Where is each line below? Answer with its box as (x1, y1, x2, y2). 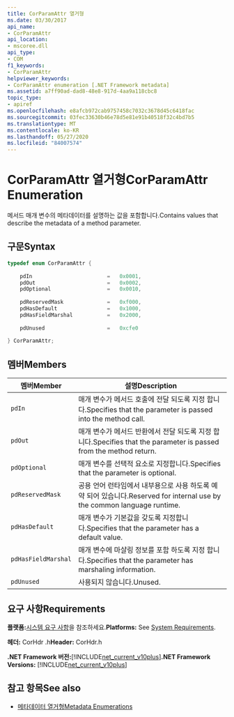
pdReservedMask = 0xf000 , (19, 299, 141, 306)
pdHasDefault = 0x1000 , (19, 305, 141, 312)
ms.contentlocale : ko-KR (7, 127, 79, 134)
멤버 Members (7, 358, 67, 370)
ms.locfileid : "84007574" (7, 140, 82, 147)
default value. (78, 532, 123, 542)
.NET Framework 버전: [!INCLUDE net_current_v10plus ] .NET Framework (7, 652, 211, 661)
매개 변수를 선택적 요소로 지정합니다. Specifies (78, 459, 221, 469)
